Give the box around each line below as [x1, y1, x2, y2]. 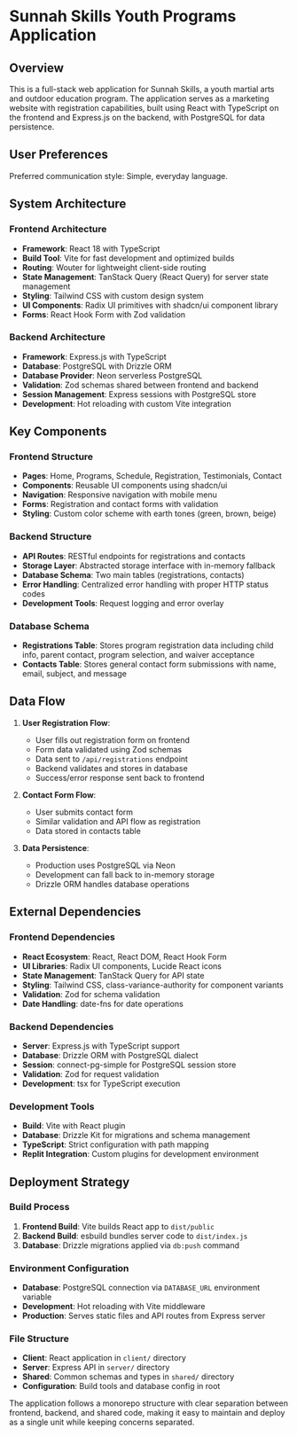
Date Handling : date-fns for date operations [21, 998, 184, 1009]
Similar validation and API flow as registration [35, 816, 201, 826]
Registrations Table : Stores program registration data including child [21, 640, 274, 651]
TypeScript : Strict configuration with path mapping [21, 1139, 209, 1150]
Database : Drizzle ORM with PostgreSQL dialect [21, 1050, 199, 1060]
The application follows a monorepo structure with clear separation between [9, 1398, 288, 1409]
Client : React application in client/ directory [21, 1353, 186, 1363]
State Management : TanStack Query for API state [21, 970, 205, 980]
